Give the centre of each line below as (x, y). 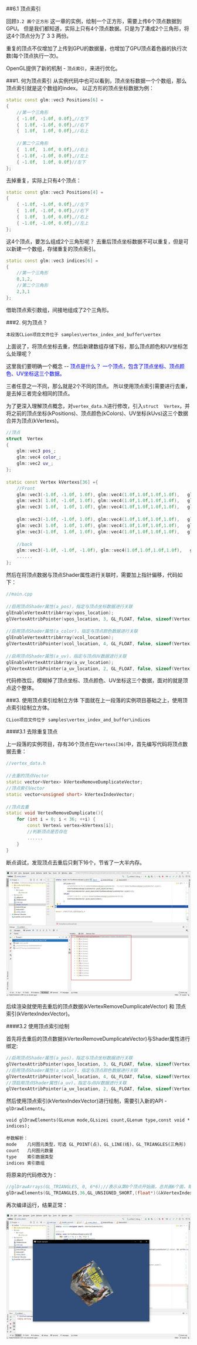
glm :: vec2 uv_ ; (35, 464)
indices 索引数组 (26, 1163)
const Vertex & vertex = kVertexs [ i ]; (71, 826)
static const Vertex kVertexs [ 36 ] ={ (52, 482)
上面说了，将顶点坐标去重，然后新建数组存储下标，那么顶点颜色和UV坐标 (95, 346)
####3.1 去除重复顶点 (32, 732)
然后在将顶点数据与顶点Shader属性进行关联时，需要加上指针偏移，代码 (92, 575)
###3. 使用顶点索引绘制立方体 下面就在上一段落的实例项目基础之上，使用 (94, 700)
